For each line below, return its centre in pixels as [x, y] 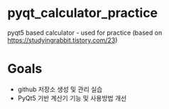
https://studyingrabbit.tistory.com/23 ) [62, 40]
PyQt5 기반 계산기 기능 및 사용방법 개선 [72, 98]
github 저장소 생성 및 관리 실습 [60, 89]
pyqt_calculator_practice [83, 13]
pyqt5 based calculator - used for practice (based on [85, 33]
